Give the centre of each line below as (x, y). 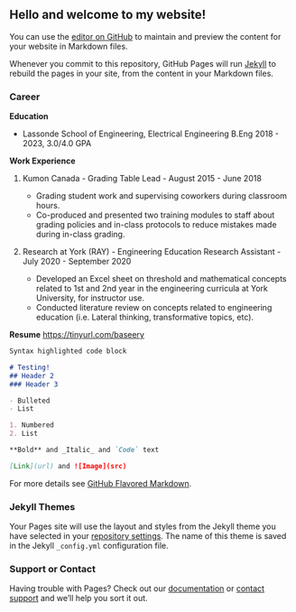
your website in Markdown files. (69, 46)
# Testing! (30, 367)
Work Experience (42, 161)
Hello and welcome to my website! (108, 15)
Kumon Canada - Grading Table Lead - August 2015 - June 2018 (142, 179)
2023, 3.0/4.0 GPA (57, 144)
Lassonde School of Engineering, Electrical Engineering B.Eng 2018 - (151, 134)
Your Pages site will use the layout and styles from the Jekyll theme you (143, 526)
